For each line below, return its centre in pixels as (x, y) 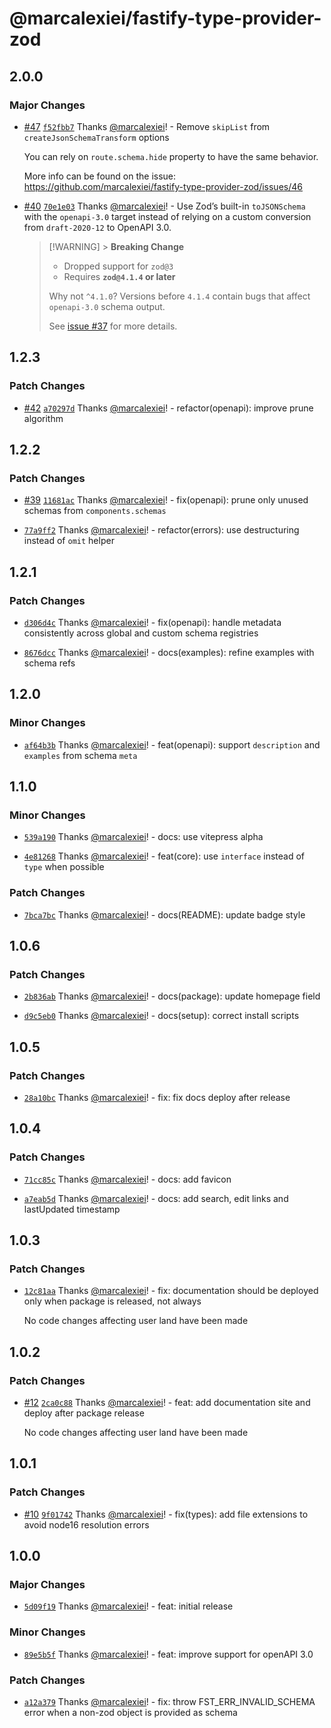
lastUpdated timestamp (72, 1209)
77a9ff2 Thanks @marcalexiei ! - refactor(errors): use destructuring (161, 530)
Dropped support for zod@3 (118, 266)
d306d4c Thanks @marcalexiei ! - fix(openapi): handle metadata (152, 622)
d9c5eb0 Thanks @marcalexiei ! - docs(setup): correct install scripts (161, 1016)
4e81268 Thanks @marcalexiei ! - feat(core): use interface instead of (164, 856)
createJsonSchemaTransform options (96, 137)
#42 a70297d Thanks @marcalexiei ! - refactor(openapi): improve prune (168, 408)
